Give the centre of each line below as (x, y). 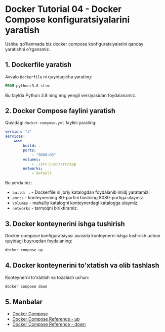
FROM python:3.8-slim (27, 86)
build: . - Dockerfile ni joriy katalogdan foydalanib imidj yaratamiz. (81, 192)
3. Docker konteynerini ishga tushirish (65, 224)
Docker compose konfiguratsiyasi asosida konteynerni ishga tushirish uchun (83, 236)
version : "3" (19, 132)
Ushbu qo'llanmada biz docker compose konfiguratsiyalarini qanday (74, 44)
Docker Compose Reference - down (49, 324)
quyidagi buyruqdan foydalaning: (39, 241)
